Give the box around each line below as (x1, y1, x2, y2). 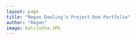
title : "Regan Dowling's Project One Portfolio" (6, 14, 131, 20)
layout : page (6, 8, 39, 15)
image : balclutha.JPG (6, 25, 61, 31)
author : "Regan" (6, 19, 47, 25)
